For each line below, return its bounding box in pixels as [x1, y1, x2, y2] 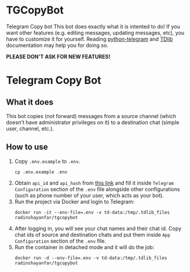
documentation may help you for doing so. [6, 42, 108, 49]
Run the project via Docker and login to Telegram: [14, 198, 135, 205]
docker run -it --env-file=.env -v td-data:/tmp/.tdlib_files [14, 209, 170, 215]
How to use [6, 142, 48, 152]
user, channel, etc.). [6, 125, 55, 132]
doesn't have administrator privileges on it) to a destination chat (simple [6, 119, 180, 126]
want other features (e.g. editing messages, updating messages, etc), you [6, 29, 185, 36]
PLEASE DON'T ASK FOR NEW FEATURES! [6, 53, 111, 60]
